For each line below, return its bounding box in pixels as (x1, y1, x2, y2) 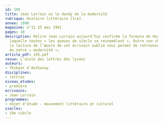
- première (5, 83, 27, 89)
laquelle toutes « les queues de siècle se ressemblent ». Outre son (9, 39, 153, 44)
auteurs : (5, 61, 23, 66)
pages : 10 (5, 30, 25, 34)
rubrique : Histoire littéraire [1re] (5, 16, 81, 21)
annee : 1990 (5, 20, 29, 26)
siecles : (5, 106, 23, 111)
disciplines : (5, 70, 32, 75)
